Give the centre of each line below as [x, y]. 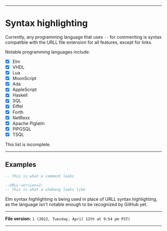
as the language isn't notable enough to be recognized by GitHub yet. [76, 205]
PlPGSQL [22, 129]
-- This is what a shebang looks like [45, 190]
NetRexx [21, 118]
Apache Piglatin [28, 123]
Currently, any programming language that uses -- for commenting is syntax [83, 37]
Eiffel [18, 106]
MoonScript [24, 78]
